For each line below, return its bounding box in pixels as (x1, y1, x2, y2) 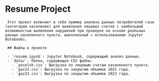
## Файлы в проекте (7, 45, 47, 50)
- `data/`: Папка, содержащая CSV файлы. (7, 58, 93, 63)
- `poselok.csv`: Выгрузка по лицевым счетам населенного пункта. (11, 62, 150, 67)
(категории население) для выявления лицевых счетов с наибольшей (5, 24, 143, 29)
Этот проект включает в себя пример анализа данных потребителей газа (7, 20, 154, 25)
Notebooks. (5, 37, 27, 42)
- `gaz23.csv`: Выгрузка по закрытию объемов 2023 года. (11, 71, 131, 76)
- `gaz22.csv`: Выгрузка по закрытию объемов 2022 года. (11, 67, 131, 72)
